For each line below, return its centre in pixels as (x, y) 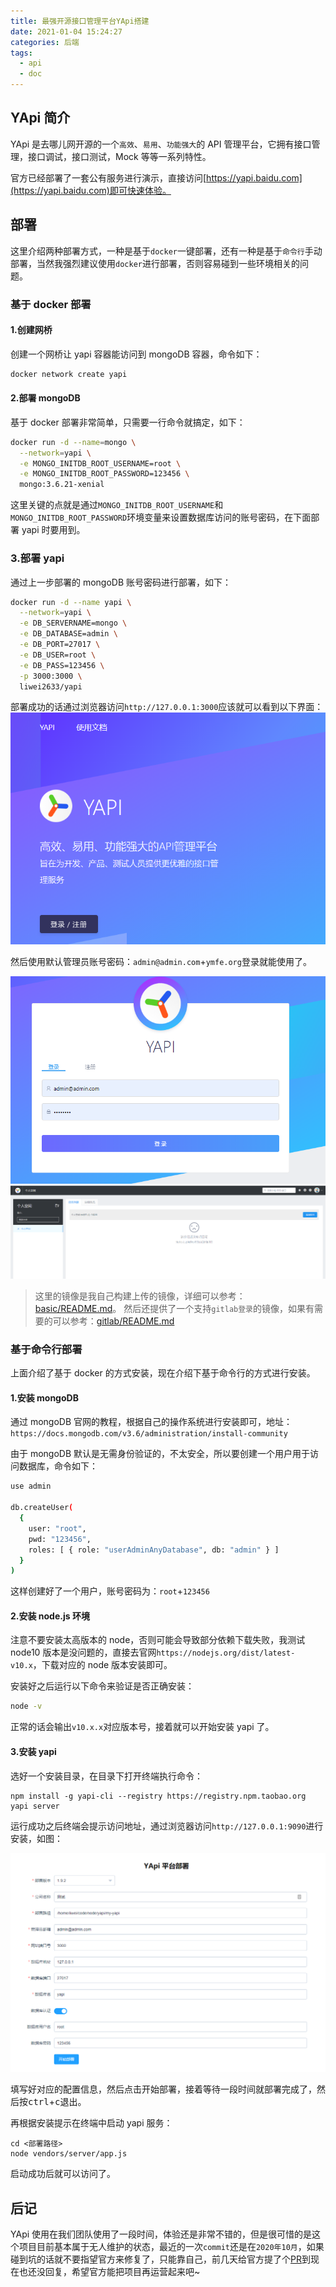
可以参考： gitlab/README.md (113, 1321)
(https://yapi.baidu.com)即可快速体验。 (91, 190)
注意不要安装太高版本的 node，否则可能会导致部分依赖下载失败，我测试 (158, 1640)
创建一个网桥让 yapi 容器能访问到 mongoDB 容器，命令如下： (136, 354)
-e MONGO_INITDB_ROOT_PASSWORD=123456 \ (104, 474)
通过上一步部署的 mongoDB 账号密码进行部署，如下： (121, 582)
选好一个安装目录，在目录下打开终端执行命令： (106, 1776)
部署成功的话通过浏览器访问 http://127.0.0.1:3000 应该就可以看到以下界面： (167, 707)
